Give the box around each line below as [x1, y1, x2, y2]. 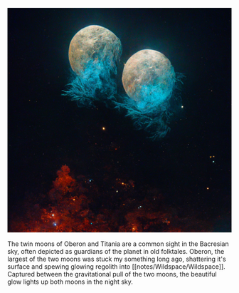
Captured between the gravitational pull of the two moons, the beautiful [7, 270, 217, 278]
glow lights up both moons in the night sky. [7, 277, 134, 286]
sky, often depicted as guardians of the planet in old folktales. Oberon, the [7, 247, 225, 255]
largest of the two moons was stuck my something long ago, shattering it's [7, 255, 226, 263]
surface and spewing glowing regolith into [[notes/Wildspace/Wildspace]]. [7, 262, 225, 271]
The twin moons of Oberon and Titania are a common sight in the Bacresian [7, 240, 229, 248]
